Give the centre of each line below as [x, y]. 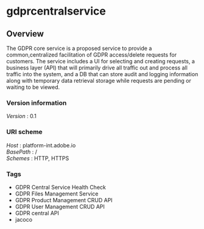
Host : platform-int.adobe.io [41, 145]
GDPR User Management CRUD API [60, 206]
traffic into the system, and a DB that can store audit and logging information [102, 74]
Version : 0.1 [21, 116]
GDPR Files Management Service [57, 194]
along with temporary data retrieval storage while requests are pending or [99, 81]
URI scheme [24, 132]
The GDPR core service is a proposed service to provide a [79, 48]
